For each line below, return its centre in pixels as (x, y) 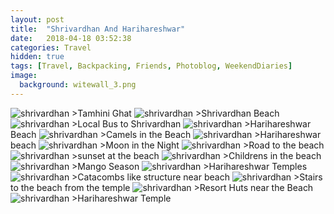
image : (24, 76)
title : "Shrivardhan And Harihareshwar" (98, 29)
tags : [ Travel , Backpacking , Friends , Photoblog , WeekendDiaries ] (151, 66)
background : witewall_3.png (78, 85)
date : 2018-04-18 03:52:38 (71, 38)
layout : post (37, 19)
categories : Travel (51, 47)
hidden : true (37, 57)
